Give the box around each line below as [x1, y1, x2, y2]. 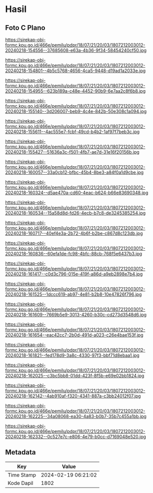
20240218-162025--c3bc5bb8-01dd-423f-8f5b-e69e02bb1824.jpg [5, 373, 144, 378]
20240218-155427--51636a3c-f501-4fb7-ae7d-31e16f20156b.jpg [5, 149, 140, 155]
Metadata [5, 448, 36, 456]
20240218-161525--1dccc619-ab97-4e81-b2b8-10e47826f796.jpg [5, 291, 142, 297]
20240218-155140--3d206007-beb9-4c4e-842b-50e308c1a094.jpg [5, 109, 147, 114]
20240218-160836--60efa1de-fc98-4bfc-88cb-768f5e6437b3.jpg [5, 251, 142, 256]
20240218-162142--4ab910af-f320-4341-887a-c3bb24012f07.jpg [5, 393, 141, 399]
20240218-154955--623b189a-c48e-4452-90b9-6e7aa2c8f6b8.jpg [5, 88, 146, 94]
